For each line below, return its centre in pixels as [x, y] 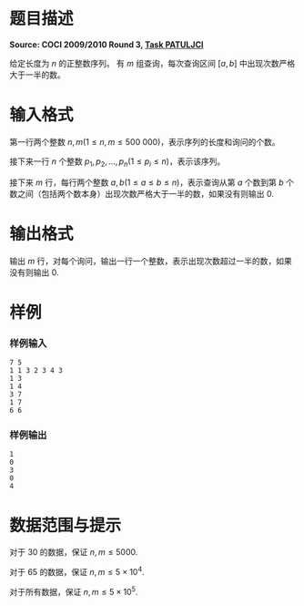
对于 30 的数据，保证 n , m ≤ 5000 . [74, 552]
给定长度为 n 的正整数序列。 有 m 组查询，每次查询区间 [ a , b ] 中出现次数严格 [152, 63]
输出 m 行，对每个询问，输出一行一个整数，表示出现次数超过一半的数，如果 [151, 261]
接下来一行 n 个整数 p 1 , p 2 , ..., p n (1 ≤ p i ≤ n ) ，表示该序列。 [117, 162]
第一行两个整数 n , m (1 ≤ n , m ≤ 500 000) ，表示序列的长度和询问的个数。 [145, 141]
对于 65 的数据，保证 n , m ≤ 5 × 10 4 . [77, 571]
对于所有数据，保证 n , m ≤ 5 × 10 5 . [74, 591]
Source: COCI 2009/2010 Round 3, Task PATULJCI [106, 44]
